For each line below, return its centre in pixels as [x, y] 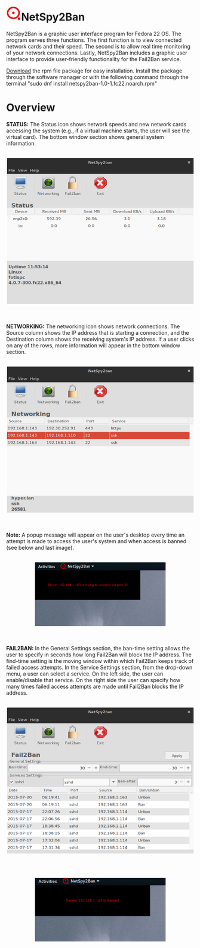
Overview [31, 108]
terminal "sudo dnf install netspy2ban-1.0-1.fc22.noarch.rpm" [81, 83]
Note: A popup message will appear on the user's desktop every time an [96, 535]
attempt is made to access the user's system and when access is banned [96, 541]
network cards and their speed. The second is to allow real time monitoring [99, 46]
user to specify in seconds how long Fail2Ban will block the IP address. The [99, 655]
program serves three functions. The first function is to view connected [94, 40]
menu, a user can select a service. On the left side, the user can [85, 674]
